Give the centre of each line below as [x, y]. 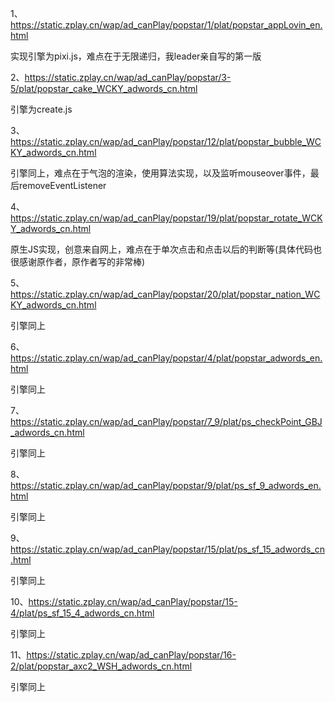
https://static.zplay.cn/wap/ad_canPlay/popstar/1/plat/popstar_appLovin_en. [166, 25]
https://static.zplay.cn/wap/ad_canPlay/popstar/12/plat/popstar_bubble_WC [166, 141]
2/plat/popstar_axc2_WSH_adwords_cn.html [101, 666]
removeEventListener [62, 185]
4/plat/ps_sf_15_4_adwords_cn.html [82, 613]
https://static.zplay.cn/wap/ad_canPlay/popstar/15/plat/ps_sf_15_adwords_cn [167, 549]
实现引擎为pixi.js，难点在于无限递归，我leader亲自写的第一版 [136, 56]
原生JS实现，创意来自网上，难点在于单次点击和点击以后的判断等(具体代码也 [166, 249]
